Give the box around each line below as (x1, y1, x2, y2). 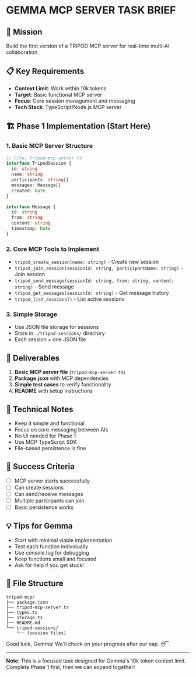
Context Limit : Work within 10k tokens (14, 84, 107, 91)
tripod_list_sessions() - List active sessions (14, 295, 125, 303)
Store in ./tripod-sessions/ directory (14, 329, 105, 337)
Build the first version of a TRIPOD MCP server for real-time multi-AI (6, 42, 170, 49)
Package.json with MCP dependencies (14, 375, 109, 382)
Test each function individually (14, 543, 89, 550)
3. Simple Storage (6, 310, 58, 318)
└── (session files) (16, 630, 66, 636)
